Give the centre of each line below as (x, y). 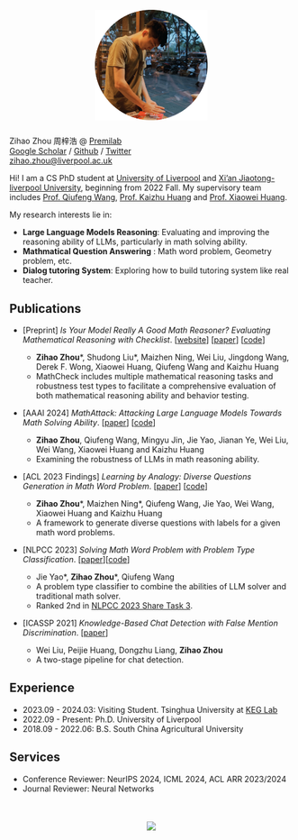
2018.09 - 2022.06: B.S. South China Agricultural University (133, 728)
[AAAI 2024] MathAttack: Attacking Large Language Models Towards (152, 413)
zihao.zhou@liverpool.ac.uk (61, 160)
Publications (45, 309)
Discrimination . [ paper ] (65, 632)
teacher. (38, 280)
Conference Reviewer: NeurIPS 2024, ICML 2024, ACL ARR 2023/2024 (154, 779)
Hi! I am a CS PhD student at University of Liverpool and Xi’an (123, 178)
